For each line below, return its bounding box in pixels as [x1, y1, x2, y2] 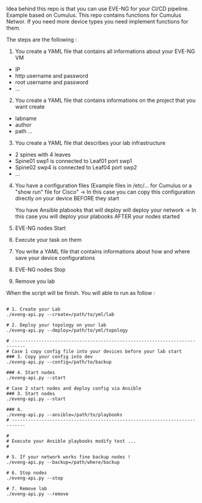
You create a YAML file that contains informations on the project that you [14, 96, 196, 104]
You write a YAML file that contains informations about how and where [14, 248, 191, 255]
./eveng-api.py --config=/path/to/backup [6, 359, 112, 365]
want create [14, 103, 45, 110]
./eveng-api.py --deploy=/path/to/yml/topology [6, 327, 128, 334]
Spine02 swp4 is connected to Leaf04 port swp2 [14, 164, 137, 171]
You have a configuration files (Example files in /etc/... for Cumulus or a [14, 182, 192, 189]
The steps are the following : [6, 36, 77, 43]
